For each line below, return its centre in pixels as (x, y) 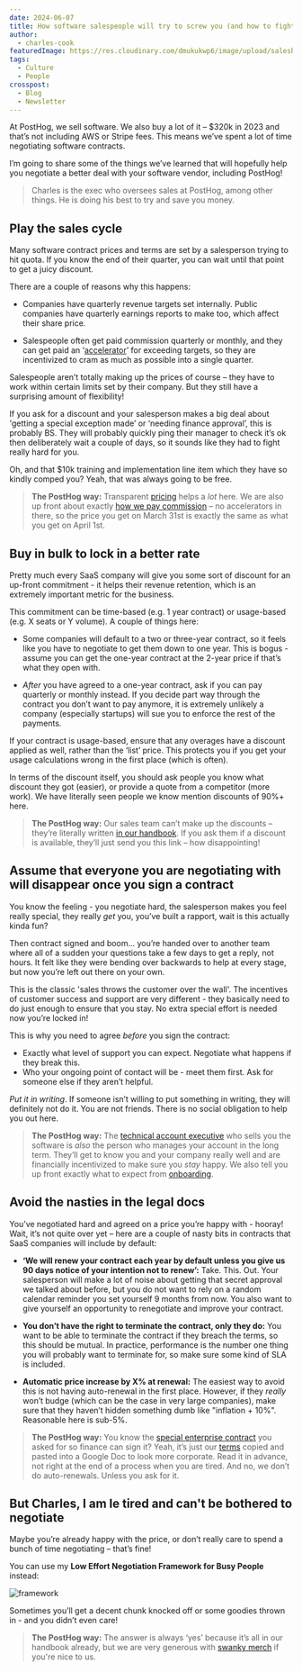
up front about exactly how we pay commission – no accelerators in (156, 506)
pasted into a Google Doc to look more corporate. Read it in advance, (160, 1456)
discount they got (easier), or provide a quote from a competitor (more (140, 787)
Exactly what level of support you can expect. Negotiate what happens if (157, 1052)
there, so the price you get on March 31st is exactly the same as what (160, 516)
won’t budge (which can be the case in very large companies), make (149, 1400)
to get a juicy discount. (52, 269)
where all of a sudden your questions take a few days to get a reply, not (142, 953)
